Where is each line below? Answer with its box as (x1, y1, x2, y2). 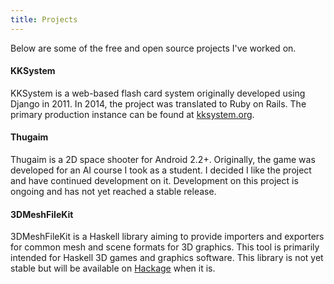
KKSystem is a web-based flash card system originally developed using (10, 87, 306, 99)
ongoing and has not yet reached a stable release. (10, 186, 217, 198)
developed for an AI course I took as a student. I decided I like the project (10, 164, 312, 176)
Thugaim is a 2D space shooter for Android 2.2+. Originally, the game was (10, 154, 316, 166)
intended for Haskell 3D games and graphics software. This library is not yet (10, 252, 324, 264)
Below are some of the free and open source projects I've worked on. (10, 42, 297, 54)
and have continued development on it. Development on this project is (10, 175, 299, 187)
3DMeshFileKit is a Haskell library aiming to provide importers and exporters (10, 231, 325, 243)
